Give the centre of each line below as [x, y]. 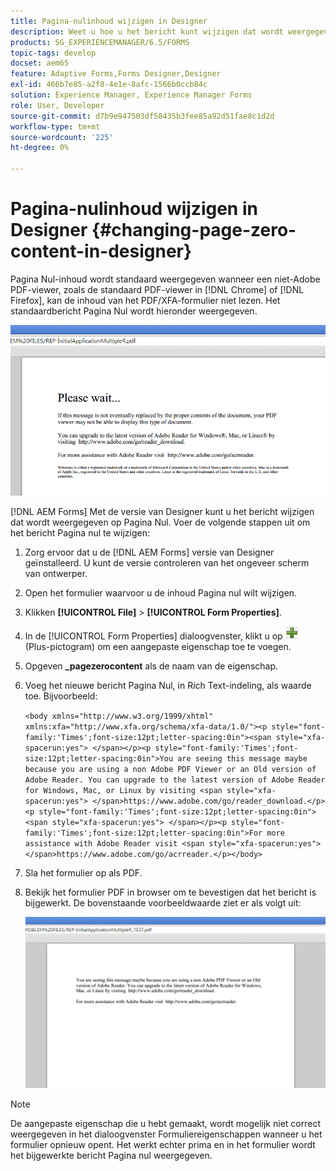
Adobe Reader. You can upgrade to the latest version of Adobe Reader [175, 780]
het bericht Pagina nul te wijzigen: [80, 533]
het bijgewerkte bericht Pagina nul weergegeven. [111, 1155]
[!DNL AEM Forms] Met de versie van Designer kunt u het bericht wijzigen [162, 512]
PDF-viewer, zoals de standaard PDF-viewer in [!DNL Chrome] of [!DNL [157, 289]
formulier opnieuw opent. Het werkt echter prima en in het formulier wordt [163, 1144]
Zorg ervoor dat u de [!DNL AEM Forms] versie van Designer [149, 552]
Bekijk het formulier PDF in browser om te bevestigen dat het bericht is [170, 892]
